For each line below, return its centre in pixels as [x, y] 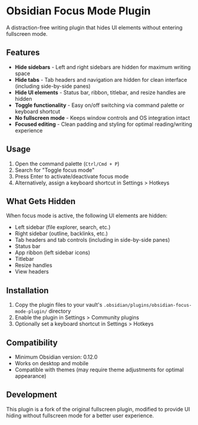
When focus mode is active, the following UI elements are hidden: [87, 215]
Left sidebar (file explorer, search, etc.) [63, 227]
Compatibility [32, 342]
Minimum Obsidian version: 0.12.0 [56, 357]
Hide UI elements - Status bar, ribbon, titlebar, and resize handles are [100, 92]
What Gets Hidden [41, 201]
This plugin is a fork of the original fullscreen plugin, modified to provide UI [98, 409]
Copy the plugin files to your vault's [58, 305]
